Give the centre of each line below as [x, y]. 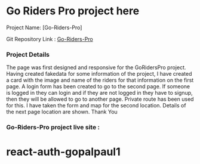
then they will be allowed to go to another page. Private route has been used [100, 99]
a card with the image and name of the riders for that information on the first [100, 80]
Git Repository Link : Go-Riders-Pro [50, 39]
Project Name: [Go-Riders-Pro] [44, 27]
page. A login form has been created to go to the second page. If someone [98, 86]
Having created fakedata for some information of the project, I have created [99, 74]
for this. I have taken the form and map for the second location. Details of [96, 106]
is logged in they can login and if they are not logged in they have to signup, [99, 93]
